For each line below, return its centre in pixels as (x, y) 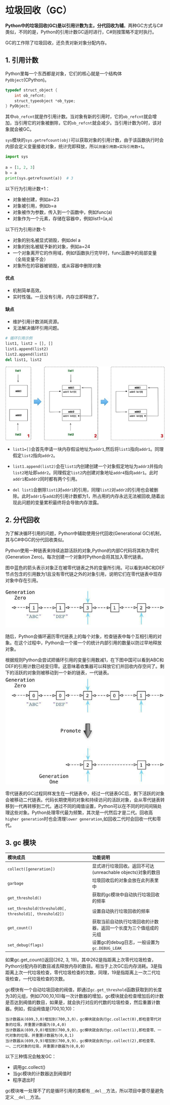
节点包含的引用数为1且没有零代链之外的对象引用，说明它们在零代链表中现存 (84, 574)
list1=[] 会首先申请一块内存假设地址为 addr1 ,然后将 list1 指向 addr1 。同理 (88, 449)
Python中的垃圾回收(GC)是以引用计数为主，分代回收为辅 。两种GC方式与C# (84, 25)
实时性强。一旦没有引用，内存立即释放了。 (57, 297)
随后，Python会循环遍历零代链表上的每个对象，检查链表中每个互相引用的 (81, 636)
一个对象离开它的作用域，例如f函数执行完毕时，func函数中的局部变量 (84, 253)
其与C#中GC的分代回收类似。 (36, 539)
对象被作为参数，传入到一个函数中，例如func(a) (62, 212)
